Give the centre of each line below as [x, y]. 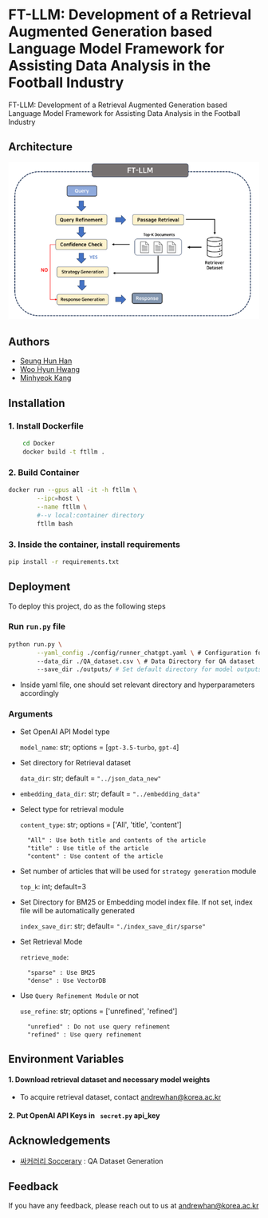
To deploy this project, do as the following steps [87, 606]
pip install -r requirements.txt [64, 561]
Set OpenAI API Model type [65, 731]
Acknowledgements [59, 1141]
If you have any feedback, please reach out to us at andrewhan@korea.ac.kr [134, 1206]
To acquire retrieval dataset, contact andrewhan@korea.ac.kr [120, 1097]
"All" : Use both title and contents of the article [117, 840]
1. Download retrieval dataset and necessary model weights [109, 1079]
